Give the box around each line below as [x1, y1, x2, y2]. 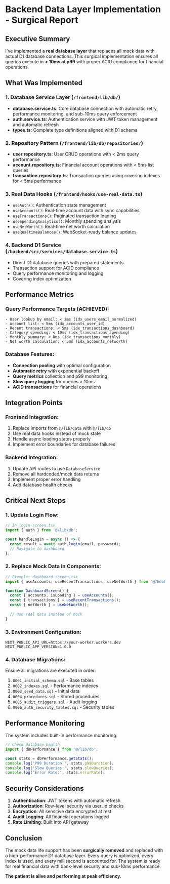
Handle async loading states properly [12, 436, 91, 442]
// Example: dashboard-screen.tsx [5, 574, 78, 579]
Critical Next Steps [5, 496, 66, 505]
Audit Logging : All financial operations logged [12, 814, 109, 820]
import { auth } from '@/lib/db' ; [5, 528, 78, 533]
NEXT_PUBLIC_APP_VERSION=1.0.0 [5, 644, 71, 649]
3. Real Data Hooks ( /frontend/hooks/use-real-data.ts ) [5, 190, 143, 197]
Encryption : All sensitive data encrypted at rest [12, 809, 112, 815]
